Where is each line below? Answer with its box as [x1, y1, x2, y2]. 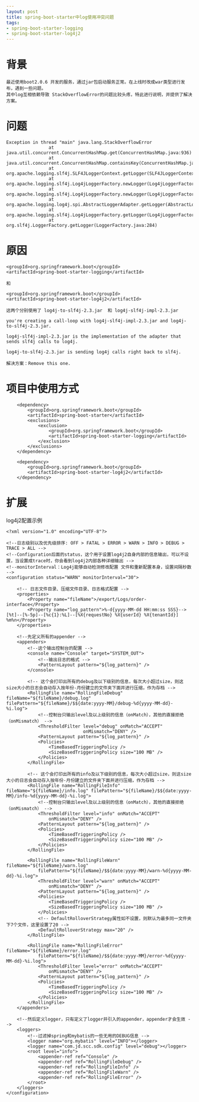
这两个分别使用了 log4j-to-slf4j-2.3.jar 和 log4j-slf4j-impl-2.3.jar [6, 307, 179, 313]
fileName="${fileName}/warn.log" [6, 863, 89, 869]
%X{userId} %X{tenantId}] [114, 611, 179, 618]
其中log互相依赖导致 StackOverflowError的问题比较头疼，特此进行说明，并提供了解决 [6, 92, 192, 98]
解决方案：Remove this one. [6, 360, 71, 366]
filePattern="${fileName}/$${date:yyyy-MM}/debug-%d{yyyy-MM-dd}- [6, 700, 174, 706]
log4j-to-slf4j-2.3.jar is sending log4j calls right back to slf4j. [6, 349, 182, 355]
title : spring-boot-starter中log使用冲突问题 [6, 14, 114, 20]
